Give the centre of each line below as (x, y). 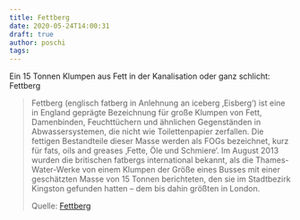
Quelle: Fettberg (61, 206)
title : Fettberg (39, 17)
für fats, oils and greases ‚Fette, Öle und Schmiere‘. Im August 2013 (155, 151)
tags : (19, 51)
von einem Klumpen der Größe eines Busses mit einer (181, 170)
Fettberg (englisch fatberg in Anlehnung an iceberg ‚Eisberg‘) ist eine (158, 103)
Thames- (272, 160)
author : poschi (38, 42)
